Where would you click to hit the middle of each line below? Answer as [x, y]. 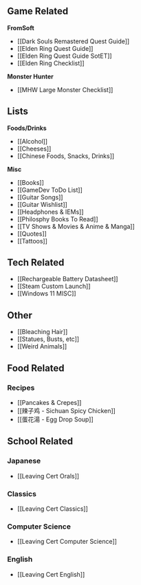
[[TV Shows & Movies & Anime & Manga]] [76, 226]
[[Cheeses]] [34, 148]
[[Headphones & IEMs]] [50, 212]
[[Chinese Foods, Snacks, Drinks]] [66, 156]
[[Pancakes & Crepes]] [49, 402]
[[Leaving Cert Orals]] [48, 476]
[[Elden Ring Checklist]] [51, 63]
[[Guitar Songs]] [40, 197]
